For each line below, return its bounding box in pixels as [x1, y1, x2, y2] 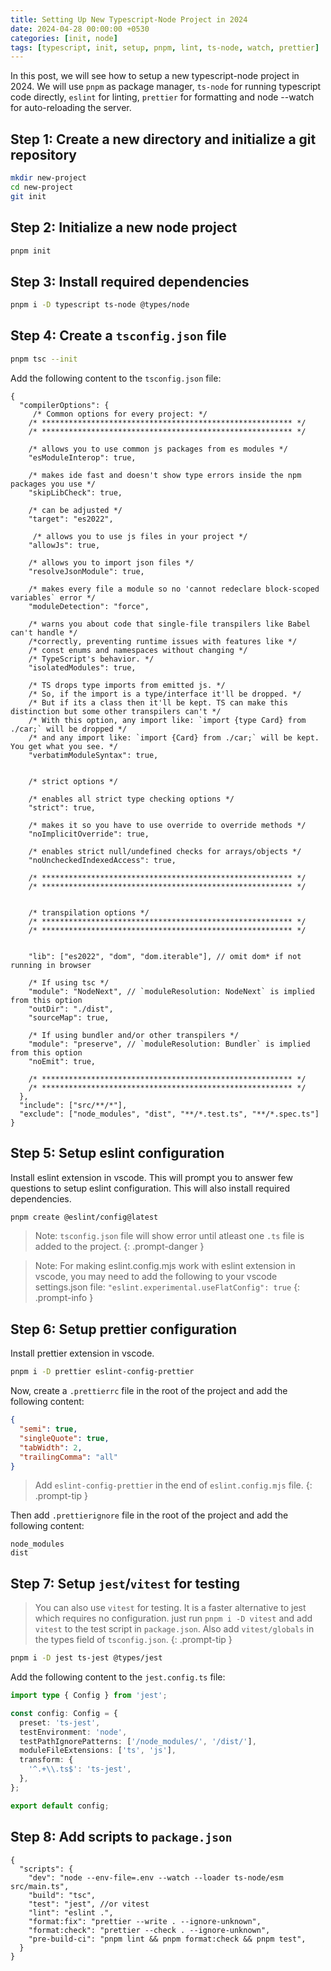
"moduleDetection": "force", [28, 601, 150, 611]
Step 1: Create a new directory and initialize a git [10, 131, 317, 148]
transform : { [19, 1755, 74, 1765]
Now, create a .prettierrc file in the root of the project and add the [10, 1385, 288, 1397]
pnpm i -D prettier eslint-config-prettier [10, 1367, 195, 1377]
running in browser [10, 960, 92, 970]
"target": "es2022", [28, 514, 114, 524]
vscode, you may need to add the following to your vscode [34, 1271, 278, 1283]
